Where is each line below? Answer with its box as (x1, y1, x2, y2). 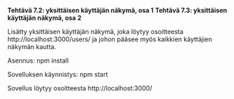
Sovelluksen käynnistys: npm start (7, 71, 108, 78)
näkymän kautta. (7, 43, 56, 51)
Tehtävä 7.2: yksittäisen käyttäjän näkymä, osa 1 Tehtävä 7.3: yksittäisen (7, 6, 228, 14)
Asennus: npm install (7, 56, 69, 65)
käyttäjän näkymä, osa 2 (7, 14, 82, 22)
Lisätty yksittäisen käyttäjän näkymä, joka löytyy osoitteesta (7, 28, 184, 36)
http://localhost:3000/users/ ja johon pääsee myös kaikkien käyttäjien (7, 35, 213, 43)
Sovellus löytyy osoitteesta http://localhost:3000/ (7, 84, 153, 92)
